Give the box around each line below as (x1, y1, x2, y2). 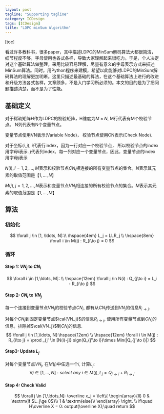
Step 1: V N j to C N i (5, 263, 41, 270)
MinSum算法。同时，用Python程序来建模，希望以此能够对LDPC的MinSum (5, 67, 154, 74)
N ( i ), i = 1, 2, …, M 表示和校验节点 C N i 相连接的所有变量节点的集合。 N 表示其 (5, 165, 152, 172)
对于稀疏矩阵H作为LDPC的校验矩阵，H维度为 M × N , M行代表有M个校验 (5, 115, 148, 121)
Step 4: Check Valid (5, 382, 46, 388)
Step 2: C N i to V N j (5, 292, 42, 299)
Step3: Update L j (5, 348, 40, 355)
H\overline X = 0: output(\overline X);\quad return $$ (29, 403, 135, 410)
